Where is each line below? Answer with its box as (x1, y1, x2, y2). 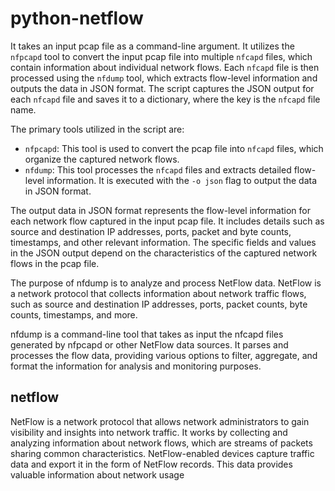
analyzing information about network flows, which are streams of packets (10, 437, 313, 449)
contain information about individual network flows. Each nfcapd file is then (10, 61, 320, 73)
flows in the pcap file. (10, 257, 100, 269)
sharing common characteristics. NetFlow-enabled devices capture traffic (10, 447, 315, 459)
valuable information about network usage (10, 468, 185, 481)
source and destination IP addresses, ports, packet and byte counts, (10, 225, 292, 237)
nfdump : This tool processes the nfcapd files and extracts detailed (24, 163, 292, 176)
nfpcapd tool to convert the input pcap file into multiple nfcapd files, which (10, 50, 313, 62)
